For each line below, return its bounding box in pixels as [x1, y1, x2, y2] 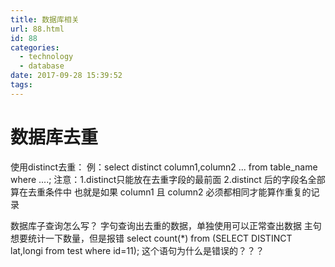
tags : [10, 80, 33, 90]
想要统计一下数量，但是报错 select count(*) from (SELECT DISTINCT [10, 232, 293, 244]
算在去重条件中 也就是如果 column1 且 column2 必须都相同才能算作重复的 [10, 186, 312, 198]
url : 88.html [10, 24, 65, 34]
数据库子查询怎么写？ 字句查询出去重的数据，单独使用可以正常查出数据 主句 [10, 219, 322, 231]
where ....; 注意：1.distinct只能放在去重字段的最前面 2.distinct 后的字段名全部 [10, 173, 326, 185]
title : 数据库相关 [10, 14, 80, 25]
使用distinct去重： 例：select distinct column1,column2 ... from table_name [10, 161, 318, 173]
